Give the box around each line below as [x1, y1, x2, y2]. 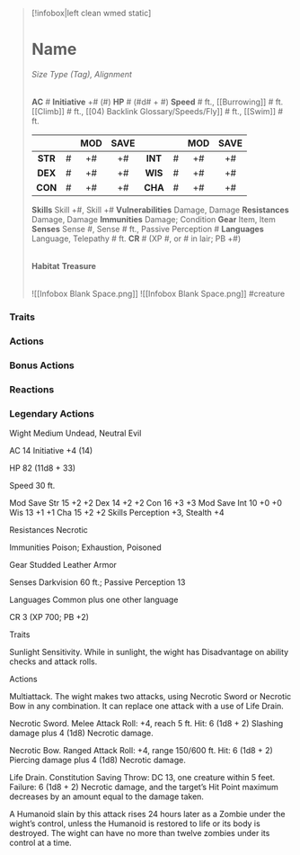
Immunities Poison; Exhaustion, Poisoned [9, 542, 162, 553]
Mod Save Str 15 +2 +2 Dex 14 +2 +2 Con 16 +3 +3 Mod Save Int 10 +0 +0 [9, 497, 283, 508]
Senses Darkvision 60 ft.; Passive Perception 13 [9, 576, 186, 588]
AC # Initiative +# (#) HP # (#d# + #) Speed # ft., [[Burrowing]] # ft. [31, 96, 284, 107]
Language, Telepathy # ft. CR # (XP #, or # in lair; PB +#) [31, 233, 242, 244]
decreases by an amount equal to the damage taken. [9, 791, 205, 802]
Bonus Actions [9, 359, 75, 372]
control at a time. [9, 837, 72, 848]
